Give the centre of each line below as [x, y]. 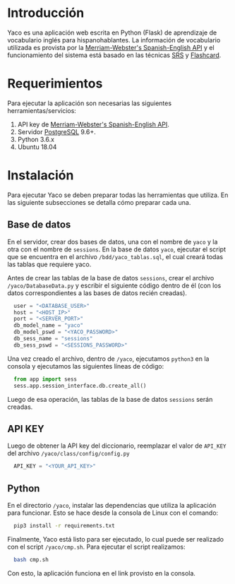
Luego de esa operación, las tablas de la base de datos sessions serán [110, 399]
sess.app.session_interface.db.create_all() [80, 386]
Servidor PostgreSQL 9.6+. [57, 131]
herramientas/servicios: [42, 110]
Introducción [46, 13]
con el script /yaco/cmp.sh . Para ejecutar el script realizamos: [96, 547]
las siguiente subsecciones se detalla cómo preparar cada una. [99, 202]
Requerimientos [55, 84]
